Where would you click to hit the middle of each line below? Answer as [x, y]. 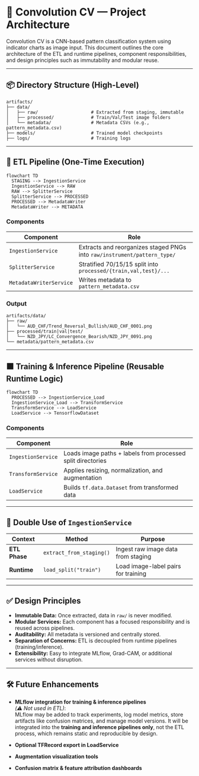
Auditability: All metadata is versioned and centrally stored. [88, 634]
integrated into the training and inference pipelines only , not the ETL [99, 727]
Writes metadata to [105, 280]
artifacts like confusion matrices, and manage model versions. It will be [101, 721]
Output [17, 304]
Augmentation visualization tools [57, 756]
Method [77, 539]
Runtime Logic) [35, 379]
